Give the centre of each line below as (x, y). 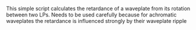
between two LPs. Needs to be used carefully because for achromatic (91, 15)
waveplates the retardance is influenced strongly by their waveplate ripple (97, 21)
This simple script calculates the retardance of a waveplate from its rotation (98, 9)
